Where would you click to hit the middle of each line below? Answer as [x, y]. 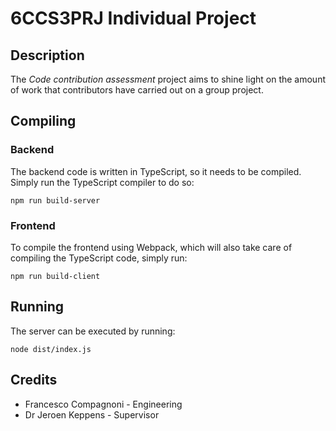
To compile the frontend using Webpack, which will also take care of [151, 247]
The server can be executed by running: [93, 331]
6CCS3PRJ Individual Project [133, 18]
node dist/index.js [51, 349]
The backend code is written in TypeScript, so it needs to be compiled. [156, 171]
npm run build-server [55, 200]
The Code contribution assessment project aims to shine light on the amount [168, 79]
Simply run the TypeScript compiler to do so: [102, 182]
